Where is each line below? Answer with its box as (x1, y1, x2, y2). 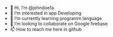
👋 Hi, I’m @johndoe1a (10, 5, 54, 10)
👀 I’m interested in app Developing (10, 10, 82, 16)
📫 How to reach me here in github (10, 26, 82, 32)
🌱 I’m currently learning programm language (10, 15, 102, 21)
